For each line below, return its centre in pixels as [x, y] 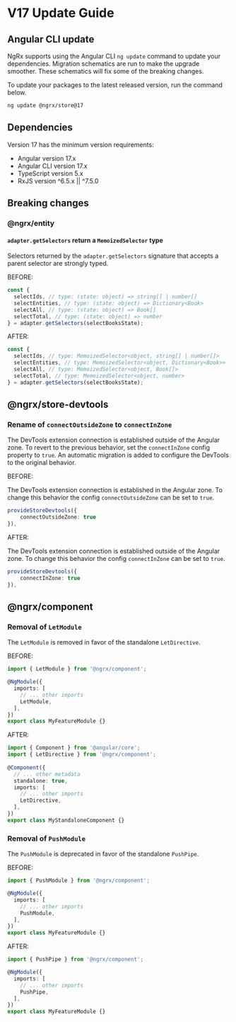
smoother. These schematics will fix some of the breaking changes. [106, 71]
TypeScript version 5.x [50, 173]
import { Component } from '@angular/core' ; [74, 748]
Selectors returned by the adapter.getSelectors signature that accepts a [113, 256]
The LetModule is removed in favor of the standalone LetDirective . [104, 642]
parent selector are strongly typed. [58, 263]
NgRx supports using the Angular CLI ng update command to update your [114, 56]
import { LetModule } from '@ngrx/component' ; [77, 669]
